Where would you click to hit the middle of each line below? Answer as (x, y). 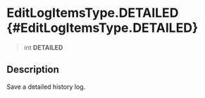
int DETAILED (43, 47)
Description (33, 69)
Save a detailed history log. (46, 87)
